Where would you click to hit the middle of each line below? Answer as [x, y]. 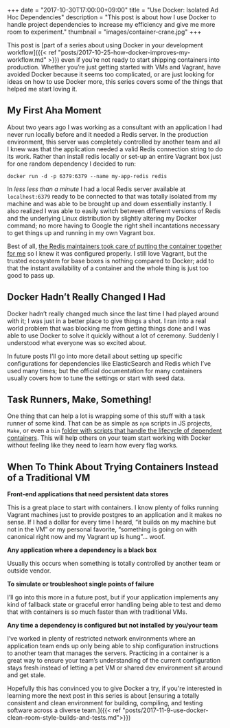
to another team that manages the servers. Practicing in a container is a [108, 653]
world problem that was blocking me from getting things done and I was [109, 328]
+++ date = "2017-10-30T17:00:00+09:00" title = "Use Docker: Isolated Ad [113, 10]
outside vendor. [29, 571]
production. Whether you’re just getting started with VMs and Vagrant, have [114, 67]
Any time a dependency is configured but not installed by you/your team [113, 626]
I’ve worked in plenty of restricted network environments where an [101, 639]
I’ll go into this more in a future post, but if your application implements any [113, 597]
